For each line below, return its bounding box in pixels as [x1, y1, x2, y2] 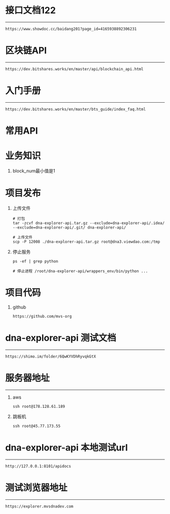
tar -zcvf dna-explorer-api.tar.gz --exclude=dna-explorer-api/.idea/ [12, 221, 165, 226]
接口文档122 [5, 5, 56, 16]
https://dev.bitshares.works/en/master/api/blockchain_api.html [5, 66, 144, 71]
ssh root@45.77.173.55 [12, 423, 61, 429]
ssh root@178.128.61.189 [12, 404, 65, 409]
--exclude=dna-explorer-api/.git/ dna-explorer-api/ [12, 225, 126, 230]
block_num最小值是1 [12, 167, 56, 174]
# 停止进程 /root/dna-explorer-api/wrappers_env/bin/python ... [12, 269, 148, 274]
